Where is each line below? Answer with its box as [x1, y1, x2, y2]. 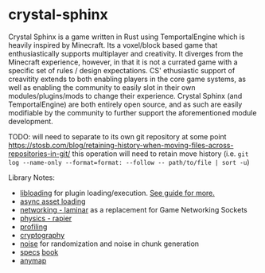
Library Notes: [8, 173, 56, 182]
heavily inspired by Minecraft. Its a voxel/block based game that [8, 40, 218, 49]
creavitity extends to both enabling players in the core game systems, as [8, 74, 247, 84]
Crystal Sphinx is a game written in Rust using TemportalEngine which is [8, 32, 245, 41]
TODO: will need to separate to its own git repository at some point [8, 131, 227, 141]
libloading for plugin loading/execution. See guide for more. [19, 188, 215, 197]
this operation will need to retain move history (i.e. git [72, 149, 249, 158]
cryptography [19, 230, 65, 240]
